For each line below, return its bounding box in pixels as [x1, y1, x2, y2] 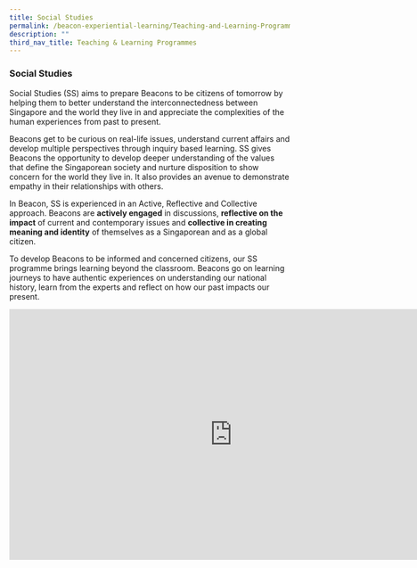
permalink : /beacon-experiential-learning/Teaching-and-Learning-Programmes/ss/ [9, 21, 317, 30]
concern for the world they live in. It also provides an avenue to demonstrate [9, 171, 290, 182]
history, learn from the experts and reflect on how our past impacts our [9, 282, 270, 292]
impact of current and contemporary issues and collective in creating [9, 217, 267, 227]
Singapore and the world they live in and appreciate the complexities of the [9, 106, 285, 117]
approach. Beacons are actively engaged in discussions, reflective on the [9, 207, 283, 218]
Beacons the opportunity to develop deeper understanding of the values [9, 152, 274, 163]
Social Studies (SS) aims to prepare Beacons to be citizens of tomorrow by [9, 87, 283, 98]
